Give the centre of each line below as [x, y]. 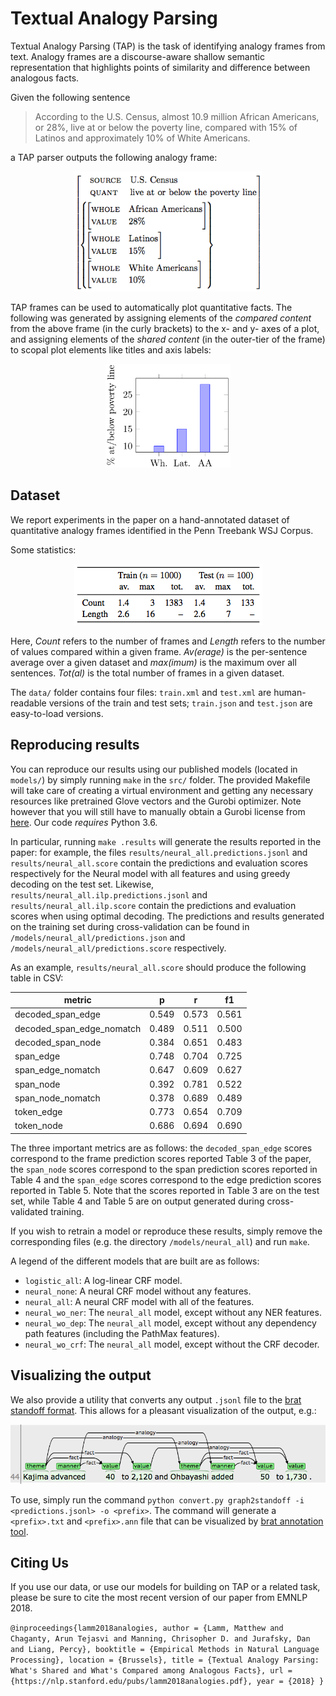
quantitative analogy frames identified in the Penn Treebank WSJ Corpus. [162, 530]
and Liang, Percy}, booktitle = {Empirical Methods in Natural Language [165, 1650]
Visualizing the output [81, 1375]
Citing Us [40, 1563]
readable [28, 703]
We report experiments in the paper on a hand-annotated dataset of [150, 519]
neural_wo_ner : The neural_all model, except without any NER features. [173, 1312]
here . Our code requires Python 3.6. [84, 822]
